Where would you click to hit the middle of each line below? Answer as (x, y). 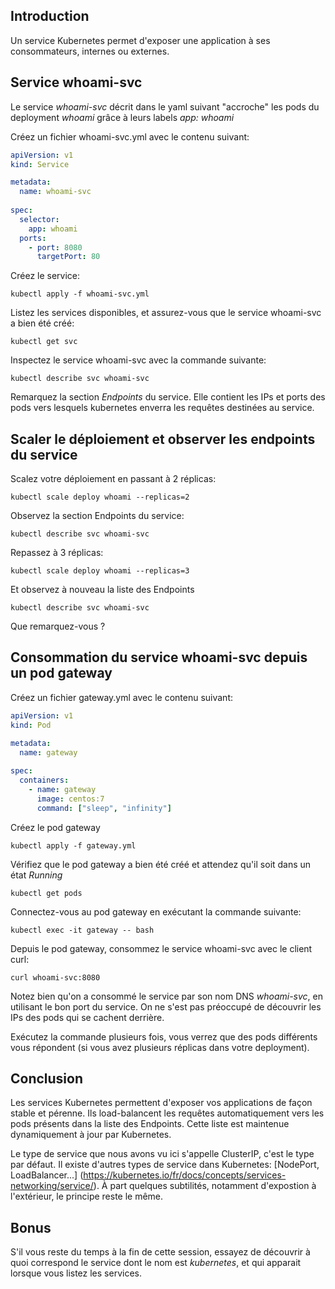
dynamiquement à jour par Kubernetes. (91, 1135)
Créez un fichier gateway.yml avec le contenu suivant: (122, 697)
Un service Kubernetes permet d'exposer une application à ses (140, 40)
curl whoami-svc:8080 (55, 977)
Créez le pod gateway (55, 827)
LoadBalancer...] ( (47, 1175)
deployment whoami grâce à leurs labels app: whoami (122, 117)
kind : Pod (31, 725)
